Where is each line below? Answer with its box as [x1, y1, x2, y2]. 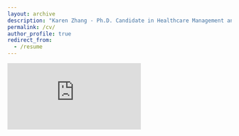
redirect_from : [7, 37, 53, 44]
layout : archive [7, 10, 55, 18]
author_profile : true [7, 30, 72, 38]
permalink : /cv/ [7, 23, 55, 30]
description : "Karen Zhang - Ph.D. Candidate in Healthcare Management [7, 17, 224, 24]
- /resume [14, 43, 43, 50]
